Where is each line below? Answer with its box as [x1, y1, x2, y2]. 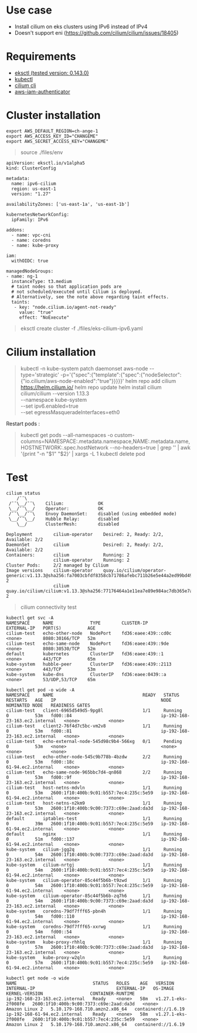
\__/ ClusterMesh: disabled [16, 521, 119, 527]
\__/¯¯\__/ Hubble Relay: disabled [8, 516, 119, 522]
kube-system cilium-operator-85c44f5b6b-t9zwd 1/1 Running [6, 877, 182, 883]
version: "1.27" [11, 191, 51, 197]
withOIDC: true [11, 258, 49, 264]
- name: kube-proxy [11, 242, 59, 248]
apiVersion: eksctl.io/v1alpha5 [6, 160, 85, 166]
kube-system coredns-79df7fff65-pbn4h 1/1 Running [6, 908, 182, 914]
